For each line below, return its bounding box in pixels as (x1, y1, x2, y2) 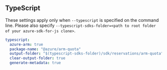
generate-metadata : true (9, 61, 61, 66)
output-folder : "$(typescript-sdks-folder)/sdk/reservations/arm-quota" (9, 51, 164, 56)
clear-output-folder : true (9, 56, 66, 61)
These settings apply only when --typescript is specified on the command (5, 17, 159, 23)
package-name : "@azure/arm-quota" (9, 47, 81, 52)
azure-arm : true (9, 42, 43, 47)
